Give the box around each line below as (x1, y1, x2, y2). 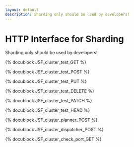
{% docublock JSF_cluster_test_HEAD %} (5, 107, 90, 113)
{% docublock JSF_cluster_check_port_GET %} (5, 136, 102, 142)
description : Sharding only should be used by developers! (5, 12, 130, 17)
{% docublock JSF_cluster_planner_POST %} (5, 117, 98, 123)
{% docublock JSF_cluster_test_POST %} (5, 69, 90, 75)
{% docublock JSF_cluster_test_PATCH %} (5, 98, 93, 104)
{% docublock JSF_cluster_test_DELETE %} (5, 88, 94, 94)
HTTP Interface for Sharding (5, 33, 124, 45)
